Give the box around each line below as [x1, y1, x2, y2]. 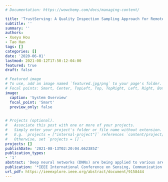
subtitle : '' [5, 21, 32, 26]
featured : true [5, 63, 37, 68]
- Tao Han [5, 39, 26, 45]
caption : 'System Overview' [9, 95, 68, 100]
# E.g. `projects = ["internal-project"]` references [5, 132, 124, 137]
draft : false [5, 67, 32, 72]
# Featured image [5, 76, 41, 81]
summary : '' [5, 25, 30, 30]
